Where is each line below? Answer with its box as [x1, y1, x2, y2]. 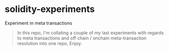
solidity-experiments [5, 3, 95, 15]
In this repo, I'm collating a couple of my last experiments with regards [17, 29, 164, 35]
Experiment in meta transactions [5, 20, 72, 26]
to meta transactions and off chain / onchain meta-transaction [17, 35, 147, 41]
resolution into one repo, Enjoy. [17, 40, 82, 46]
